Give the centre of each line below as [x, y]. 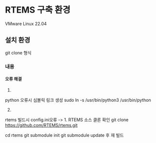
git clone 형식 [18, 53]
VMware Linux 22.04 [26, 24]
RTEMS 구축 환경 [38, 10]
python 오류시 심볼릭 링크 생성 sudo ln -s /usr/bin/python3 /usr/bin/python [78, 100]
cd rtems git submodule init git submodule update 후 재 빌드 [64, 135]
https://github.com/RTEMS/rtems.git [41, 125]
